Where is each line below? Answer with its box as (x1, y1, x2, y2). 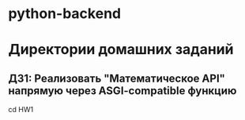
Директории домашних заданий (8, 41, 234, 59)
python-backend (8, 5, 121, 23)
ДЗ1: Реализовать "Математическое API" (8, 71, 225, 85)
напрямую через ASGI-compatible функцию (8, 84, 237, 97)
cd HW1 (8, 105, 34, 115)
